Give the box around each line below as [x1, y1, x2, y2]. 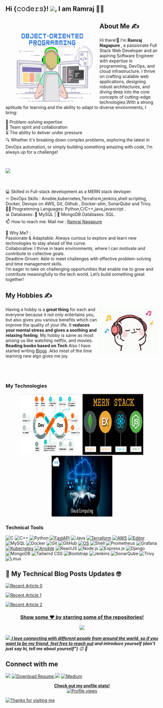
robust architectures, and [99, 84, 150, 90]
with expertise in [99, 58, 133, 64]
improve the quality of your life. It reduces [5, 322, 90, 328]
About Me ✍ [99, 22, 139, 30]
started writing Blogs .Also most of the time [5, 348, 92, 354]
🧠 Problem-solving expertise [5, 119, 63, 125]
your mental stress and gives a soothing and [5, 327, 97, 333]
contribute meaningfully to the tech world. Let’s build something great [5, 271, 145, 277]
